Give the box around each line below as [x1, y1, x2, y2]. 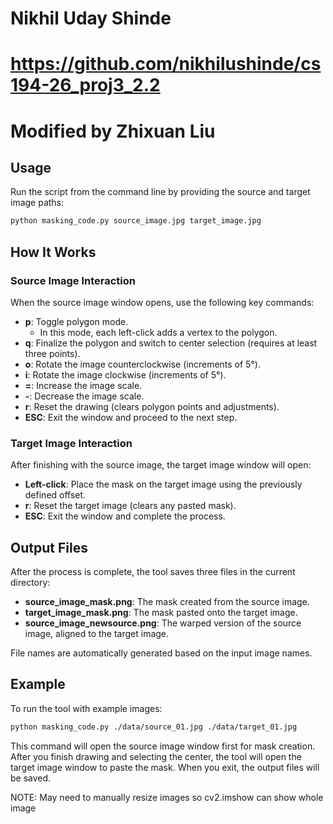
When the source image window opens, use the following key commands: [10, 296, 315, 308]
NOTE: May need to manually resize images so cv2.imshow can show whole [10, 791, 324, 803]
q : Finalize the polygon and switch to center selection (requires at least [24, 337, 318, 349]
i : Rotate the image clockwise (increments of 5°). [24, 368, 227, 381]
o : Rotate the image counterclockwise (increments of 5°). [24, 358, 261, 370]
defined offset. [24, 489, 87, 501]
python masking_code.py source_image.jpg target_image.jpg [10, 216, 262, 226]
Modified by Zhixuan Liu [10, 120, 216, 142]
